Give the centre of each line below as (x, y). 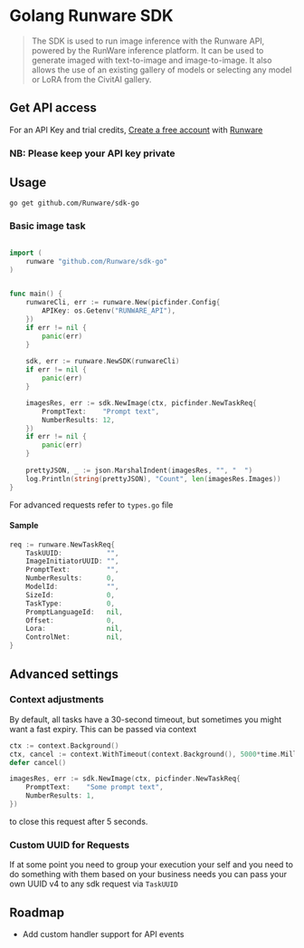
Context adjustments (57, 700)
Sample (24, 526)
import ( (26, 253)
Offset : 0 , (71, 620)
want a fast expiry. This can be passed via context (103, 729)
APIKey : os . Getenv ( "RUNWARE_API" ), (109, 311)
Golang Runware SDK (91, 16)
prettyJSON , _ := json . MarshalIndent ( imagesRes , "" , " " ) (139, 470)
